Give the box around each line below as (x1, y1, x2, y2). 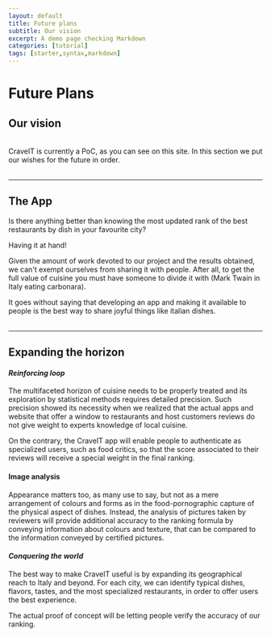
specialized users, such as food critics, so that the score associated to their (8, 445, 260, 454)
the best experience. (8, 595, 77, 605)
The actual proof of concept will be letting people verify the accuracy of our (8, 610, 261, 620)
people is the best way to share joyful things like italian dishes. (8, 306, 216, 315)
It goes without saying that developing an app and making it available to (8, 297, 247, 307)
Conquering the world (8, 551, 84, 561)
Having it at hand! (8, 240, 67, 250)
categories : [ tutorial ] (8, 42, 89, 50)
